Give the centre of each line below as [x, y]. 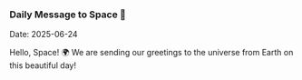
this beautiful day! [43, 65]
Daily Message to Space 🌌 [68, 15]
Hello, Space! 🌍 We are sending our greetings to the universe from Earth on [151, 53]
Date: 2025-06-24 [44, 35]
